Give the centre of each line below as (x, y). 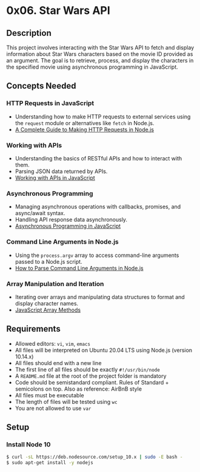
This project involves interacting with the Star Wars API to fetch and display (100, 47)
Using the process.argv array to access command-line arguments (97, 255)
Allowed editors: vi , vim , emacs (53, 343)
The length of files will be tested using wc (66, 402)
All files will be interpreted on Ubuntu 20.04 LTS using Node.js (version (104, 350)
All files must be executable (49, 395)
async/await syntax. (40, 213)
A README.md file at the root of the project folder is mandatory (91, 376)
